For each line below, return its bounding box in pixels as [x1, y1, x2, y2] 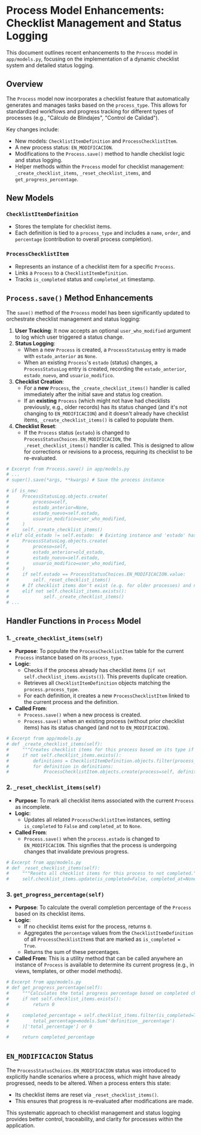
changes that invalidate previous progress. [23, 848, 129, 855]
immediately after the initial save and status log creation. [23, 390, 163, 398]
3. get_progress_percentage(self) [6, 890, 105, 899]
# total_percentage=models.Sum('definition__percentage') [6, 1017, 175, 1024]
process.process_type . [23, 686, 80, 693]
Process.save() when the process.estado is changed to [23, 835, 160, 842]
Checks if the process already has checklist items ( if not [23, 667, 166, 674]
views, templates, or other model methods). [14, 968, 123, 975]
